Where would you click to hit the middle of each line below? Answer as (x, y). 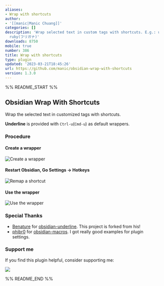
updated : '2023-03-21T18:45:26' (38, 64)
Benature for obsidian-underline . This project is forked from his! (76, 226)
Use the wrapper (22, 192)
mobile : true (18, 46)
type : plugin (18, 60)
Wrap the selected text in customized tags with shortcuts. (63, 114)
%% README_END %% (29, 279)
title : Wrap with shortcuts (34, 55)
